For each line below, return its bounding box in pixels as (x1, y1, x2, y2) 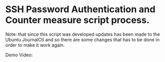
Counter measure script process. (5, 14, 150, 26)
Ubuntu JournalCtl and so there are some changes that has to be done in (5, 37, 160, 43)
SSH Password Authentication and (5, 4, 156, 15)
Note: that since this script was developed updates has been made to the (5, 31, 160, 37)
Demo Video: (5, 52, 33, 58)
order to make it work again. (5, 42, 65, 48)
